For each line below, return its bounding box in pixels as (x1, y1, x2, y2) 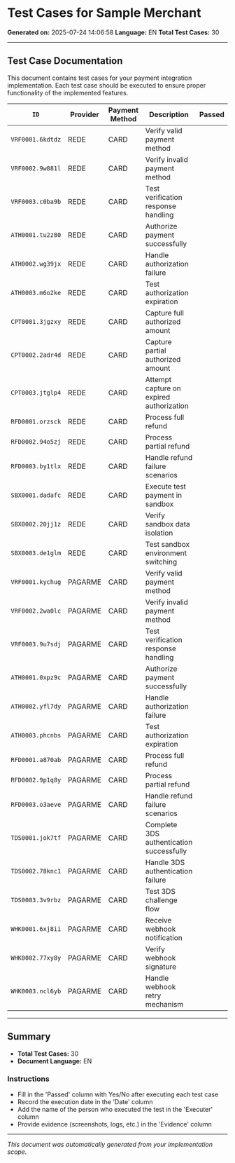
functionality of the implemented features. (7, 88, 129, 97)
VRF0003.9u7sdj (10, 640, 62, 648)
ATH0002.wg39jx (10, 259, 62, 268)
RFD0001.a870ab (10, 756, 62, 763)
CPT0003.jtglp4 (10, 388, 62, 397)
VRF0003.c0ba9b (10, 198, 62, 205)
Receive (145, 915, 172, 925)
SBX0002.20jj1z (10, 520, 62, 528)
